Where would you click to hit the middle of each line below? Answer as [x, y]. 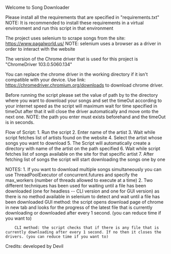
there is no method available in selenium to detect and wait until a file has [83, 196]
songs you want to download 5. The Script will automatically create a [78, 143]
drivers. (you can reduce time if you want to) [57, 237]
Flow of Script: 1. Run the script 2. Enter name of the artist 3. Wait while [80, 132]
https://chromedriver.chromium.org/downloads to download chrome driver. [84, 85]
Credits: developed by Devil [35, 246]
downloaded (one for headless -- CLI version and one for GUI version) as [82, 191]
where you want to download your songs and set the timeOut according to [84, 100]
